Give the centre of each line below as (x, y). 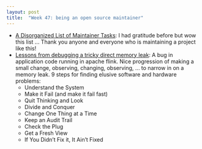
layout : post (23, 12)
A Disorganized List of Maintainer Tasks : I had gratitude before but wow (106, 35)
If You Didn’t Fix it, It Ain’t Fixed (64, 139)
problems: (28, 81)
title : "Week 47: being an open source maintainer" (75, 18)
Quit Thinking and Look (54, 100)
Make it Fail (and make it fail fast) (66, 94)
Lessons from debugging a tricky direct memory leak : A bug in (94, 55)
